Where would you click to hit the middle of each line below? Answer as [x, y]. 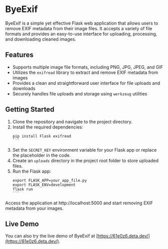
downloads [24, 88]
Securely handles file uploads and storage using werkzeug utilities [80, 93]
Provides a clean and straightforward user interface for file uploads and [86, 83]
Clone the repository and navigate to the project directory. [72, 121]
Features [19, 55]
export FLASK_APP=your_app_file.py [50, 180]
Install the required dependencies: [48, 127]
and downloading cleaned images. [41, 39]
